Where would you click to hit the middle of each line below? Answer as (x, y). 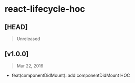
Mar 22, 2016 (30, 66)
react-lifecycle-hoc (45, 9)
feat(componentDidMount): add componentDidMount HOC (71, 75)
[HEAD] (16, 27)
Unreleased (28, 39)
